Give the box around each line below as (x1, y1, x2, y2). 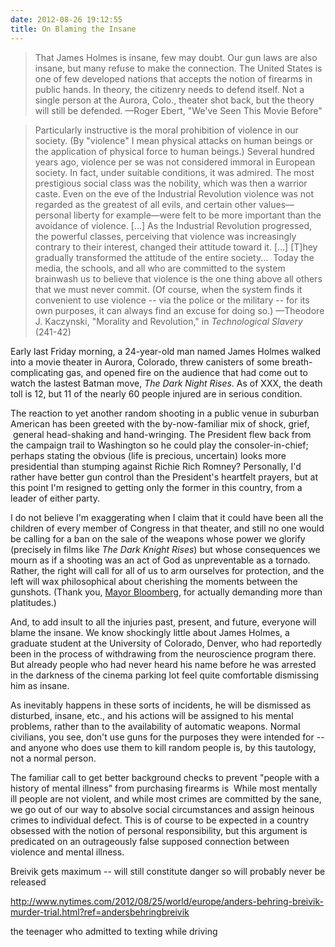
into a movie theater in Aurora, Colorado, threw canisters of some (10, 356, 280, 368)
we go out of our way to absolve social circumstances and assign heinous (10, 803, 315, 815)
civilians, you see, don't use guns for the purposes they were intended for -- (10, 731, 325, 743)
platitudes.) (10, 596, 57, 608)
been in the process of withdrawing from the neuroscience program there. (10, 647, 317, 660)
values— (258, 198, 295, 210)
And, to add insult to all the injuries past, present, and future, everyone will (10, 616, 317, 628)
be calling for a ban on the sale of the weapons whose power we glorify (10, 532, 306, 545)
